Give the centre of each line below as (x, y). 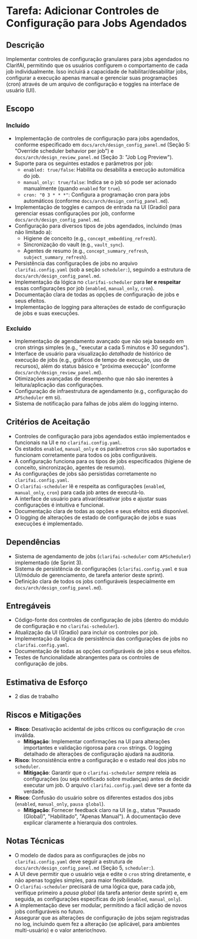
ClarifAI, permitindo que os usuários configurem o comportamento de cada (97, 65)
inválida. (25, 735)
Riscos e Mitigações (44, 715)
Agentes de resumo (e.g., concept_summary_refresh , (86, 250)
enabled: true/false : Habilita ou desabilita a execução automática (104, 169)
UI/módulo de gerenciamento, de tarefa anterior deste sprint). (89, 575)
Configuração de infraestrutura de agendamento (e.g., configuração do (101, 391)
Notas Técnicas (35, 841)
